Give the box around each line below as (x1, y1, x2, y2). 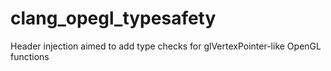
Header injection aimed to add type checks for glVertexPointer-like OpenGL (10, 40, 322, 52)
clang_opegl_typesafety (10, 7, 217, 30)
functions (10, 50, 50, 62)
